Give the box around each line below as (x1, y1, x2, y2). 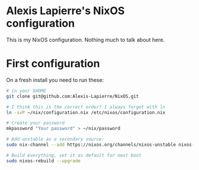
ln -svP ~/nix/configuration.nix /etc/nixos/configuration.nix (6, 109, 166, 116)
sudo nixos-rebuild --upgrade (6, 158, 81, 164)
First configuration (6, 57, 100, 70)
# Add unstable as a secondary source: (6, 136, 105, 142)
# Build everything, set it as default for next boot (6, 152, 142, 158)
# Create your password (6, 120, 65, 126)
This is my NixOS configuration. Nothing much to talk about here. (6, 36, 165, 43)
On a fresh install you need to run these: (6, 76, 104, 83)
